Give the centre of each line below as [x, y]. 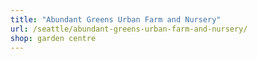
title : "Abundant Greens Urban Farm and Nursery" [116, 19]
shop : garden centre [53, 38]
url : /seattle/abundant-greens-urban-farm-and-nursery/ [129, 29]
